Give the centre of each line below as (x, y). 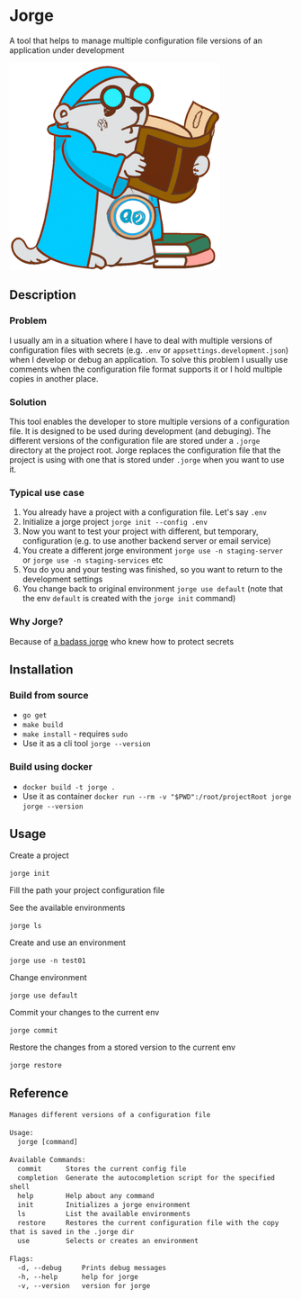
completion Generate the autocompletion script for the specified (146, 1178)
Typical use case (47, 492)
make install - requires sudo (75, 734)
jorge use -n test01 (48, 961)
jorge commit (34, 1031)
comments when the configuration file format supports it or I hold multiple (146, 369)
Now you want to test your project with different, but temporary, (140, 531)
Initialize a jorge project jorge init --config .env (115, 522)
